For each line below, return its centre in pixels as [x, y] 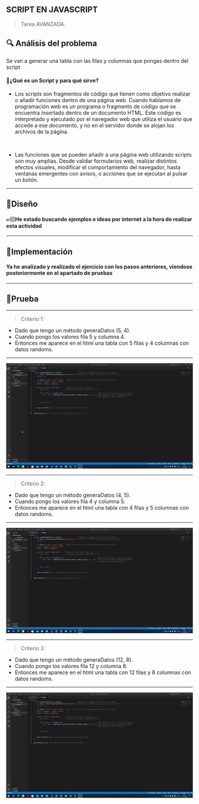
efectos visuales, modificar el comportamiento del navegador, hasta [97, 167]
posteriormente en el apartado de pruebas [60, 273]
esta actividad [24, 225]
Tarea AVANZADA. [43, 24]
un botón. [26, 180]
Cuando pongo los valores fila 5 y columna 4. [70, 336]
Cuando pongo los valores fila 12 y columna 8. [71, 666]
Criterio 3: [33, 648]
